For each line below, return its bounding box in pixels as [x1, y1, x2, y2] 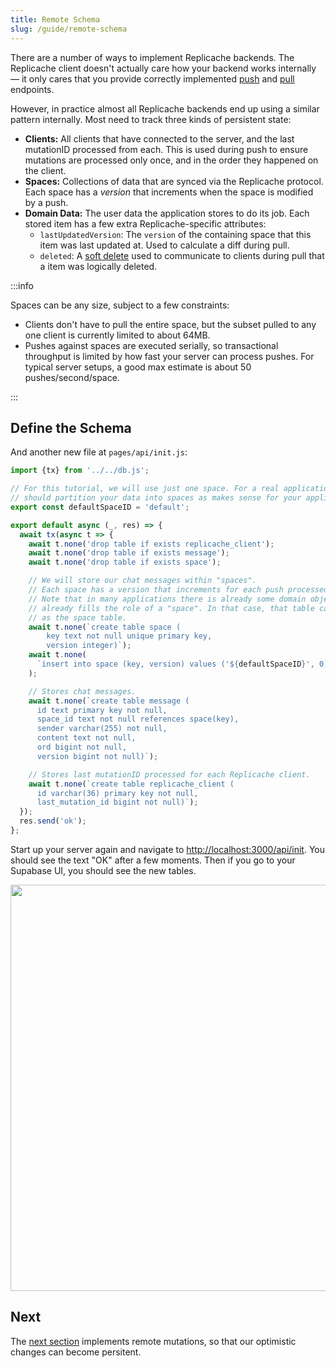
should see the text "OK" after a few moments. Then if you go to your [10, 854, 296, 866]
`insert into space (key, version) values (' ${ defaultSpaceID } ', [36, 659, 315, 670]
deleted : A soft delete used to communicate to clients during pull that [39, 249, 325, 261]
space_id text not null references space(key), [36, 714, 240, 725]
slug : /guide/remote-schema [10, 24, 128, 34]
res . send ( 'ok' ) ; [19, 816, 87, 826]
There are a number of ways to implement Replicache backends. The [10, 51, 295, 63]
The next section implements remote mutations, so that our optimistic [10, 1335, 297, 1347]
